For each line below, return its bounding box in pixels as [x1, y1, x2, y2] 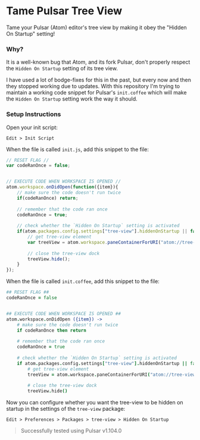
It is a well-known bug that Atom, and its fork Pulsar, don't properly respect [6, 58, 190, 66]
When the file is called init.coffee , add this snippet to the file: [6, 278, 160, 285]
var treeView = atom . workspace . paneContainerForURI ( [27, 239, 161, 245]
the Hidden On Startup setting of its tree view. [6, 65, 118, 72]
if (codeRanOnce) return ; [17, 195, 79, 201]
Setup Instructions [6, 110, 61, 118]
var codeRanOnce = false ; [6, 162, 70, 169]
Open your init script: [6, 124, 58, 131]
